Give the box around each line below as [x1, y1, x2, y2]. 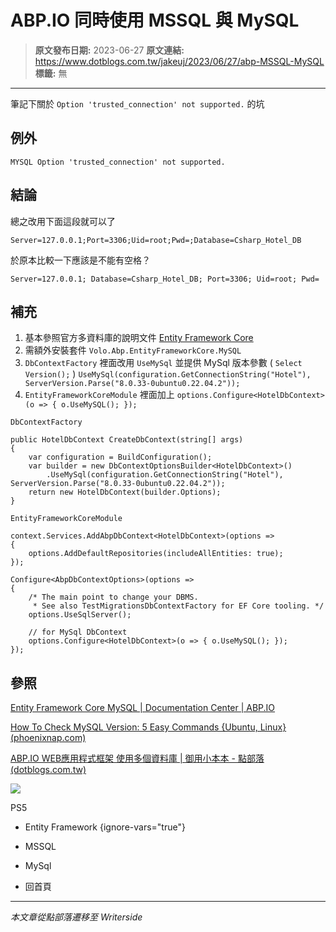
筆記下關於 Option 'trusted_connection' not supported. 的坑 [10, 97, 265, 110]
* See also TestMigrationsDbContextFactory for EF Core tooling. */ [32, 601, 325, 611]
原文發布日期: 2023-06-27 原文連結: [34, 44, 185, 56]
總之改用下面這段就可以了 [10, 215, 116, 227]
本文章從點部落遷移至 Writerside [10, 911, 143, 923]
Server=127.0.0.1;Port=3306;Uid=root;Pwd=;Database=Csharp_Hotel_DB [10, 235, 302, 245]
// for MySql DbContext [28, 627, 128, 638]
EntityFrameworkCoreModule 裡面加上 [24, 389, 175, 401]
